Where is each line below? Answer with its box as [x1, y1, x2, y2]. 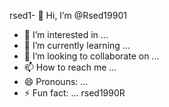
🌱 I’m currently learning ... [23, 40, 131, 51]
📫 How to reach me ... [23, 61, 117, 73]
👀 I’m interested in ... [23, 29, 109, 40]
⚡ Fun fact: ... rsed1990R [23, 87, 126, 99]
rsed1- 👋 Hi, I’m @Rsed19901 [9, 10, 127, 21]
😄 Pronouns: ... [23, 76, 89, 87]
